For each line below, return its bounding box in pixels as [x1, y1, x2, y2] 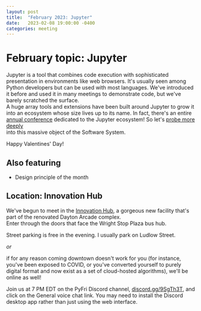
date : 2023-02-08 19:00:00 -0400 [6, 20, 95, 26]
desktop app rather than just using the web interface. [6, 298, 138, 305]
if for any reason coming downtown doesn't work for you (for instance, [6, 255, 181, 262]
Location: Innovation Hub [6, 191, 103, 201]
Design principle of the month [14, 174, 89, 181]
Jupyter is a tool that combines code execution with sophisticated [6, 71, 169, 79]
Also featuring [6, 157, 61, 168]
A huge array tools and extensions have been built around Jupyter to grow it [6, 103, 194, 110]
